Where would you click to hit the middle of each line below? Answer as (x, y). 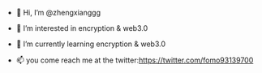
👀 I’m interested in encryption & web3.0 (82, 28)
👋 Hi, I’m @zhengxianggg (58, 13)
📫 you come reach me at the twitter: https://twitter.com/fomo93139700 (135, 60)
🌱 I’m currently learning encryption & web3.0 (91, 44)
